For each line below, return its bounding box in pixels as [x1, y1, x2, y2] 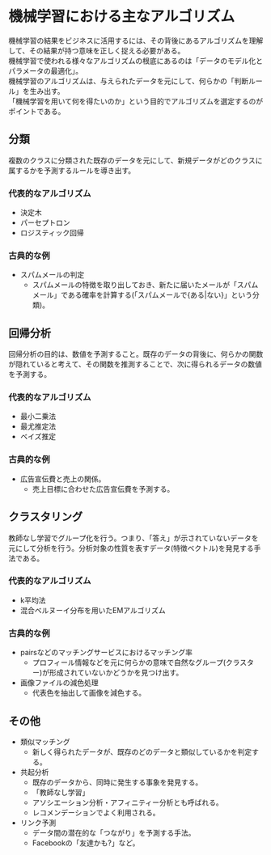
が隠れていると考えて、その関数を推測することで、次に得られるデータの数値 [8, 359, 263, 369]
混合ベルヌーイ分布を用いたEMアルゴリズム [19, 605, 166, 615]
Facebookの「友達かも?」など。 [32, 838, 140, 848]
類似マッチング [19, 737, 70, 747]
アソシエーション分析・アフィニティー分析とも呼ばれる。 [32, 798, 224, 807]
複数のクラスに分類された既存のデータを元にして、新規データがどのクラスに [8, 155, 263, 165]
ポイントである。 [8, 106, 66, 116]
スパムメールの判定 [19, 270, 85, 280]
